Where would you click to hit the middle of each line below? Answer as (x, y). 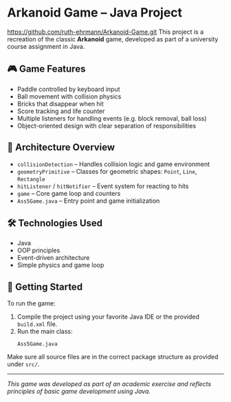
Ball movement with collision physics (69, 96)
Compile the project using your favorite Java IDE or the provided (108, 317)
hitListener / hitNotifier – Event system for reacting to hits (103, 186)
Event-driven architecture (53, 258)
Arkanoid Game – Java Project (95, 13)
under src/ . (23, 364)
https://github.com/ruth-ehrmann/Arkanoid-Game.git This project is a (106, 32)
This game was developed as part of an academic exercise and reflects (109, 384)
